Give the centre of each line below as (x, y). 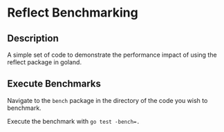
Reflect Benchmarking (73, 13)
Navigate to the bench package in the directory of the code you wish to (108, 100)
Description (33, 38)
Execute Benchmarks (54, 84)
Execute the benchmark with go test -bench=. (74, 121)
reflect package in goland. (44, 62)
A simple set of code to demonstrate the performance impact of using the (112, 55)
